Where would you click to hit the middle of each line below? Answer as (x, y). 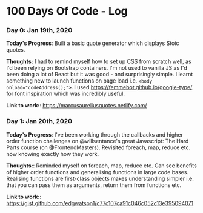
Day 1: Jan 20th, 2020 (39, 121)
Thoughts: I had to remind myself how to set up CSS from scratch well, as (99, 61)
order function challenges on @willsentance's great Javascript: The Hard (98, 141)
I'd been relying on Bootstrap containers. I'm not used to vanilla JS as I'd (97, 68)
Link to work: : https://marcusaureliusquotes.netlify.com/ (77, 106)
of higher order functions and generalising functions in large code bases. (98, 172)
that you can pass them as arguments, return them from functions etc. (94, 185)
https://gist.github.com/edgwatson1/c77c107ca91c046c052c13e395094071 (100, 203)
